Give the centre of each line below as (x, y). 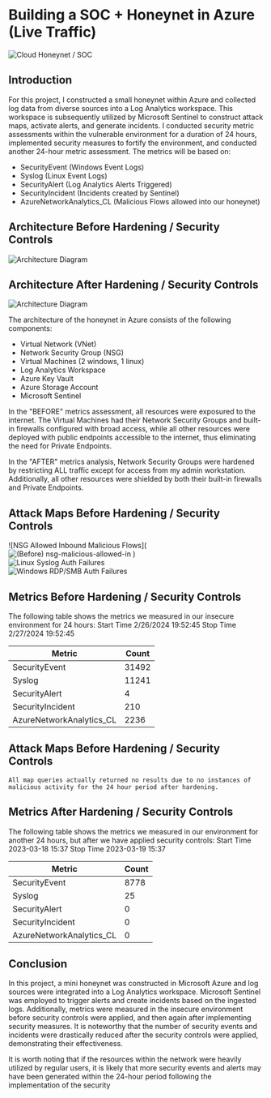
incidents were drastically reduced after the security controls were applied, (133, 1035)
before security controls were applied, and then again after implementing (130, 1018)
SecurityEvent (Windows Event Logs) (82, 167)
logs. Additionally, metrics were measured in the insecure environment (126, 1009)
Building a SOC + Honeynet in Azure (131, 15)
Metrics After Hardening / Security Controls (121, 812)
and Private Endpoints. (46, 487)
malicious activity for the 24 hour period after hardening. (114, 787)
